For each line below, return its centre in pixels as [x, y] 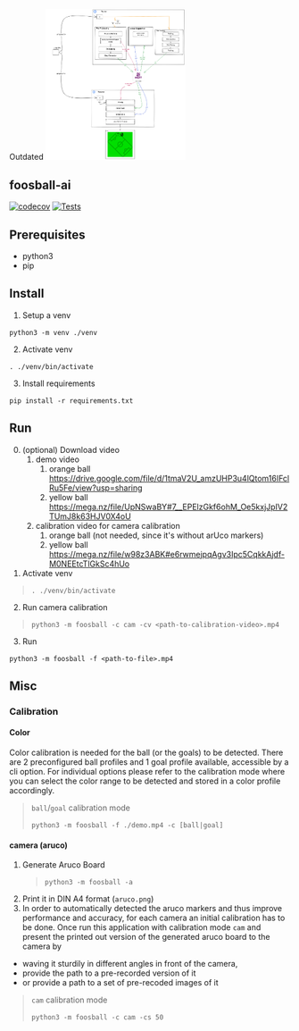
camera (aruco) [39, 845]
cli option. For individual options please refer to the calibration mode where [147, 772]
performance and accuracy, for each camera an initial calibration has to [154, 918]
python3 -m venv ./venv [54, 332]
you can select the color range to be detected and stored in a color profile [145, 781]
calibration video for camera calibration [108, 525]
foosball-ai [40, 184]
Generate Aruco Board [63, 865]
